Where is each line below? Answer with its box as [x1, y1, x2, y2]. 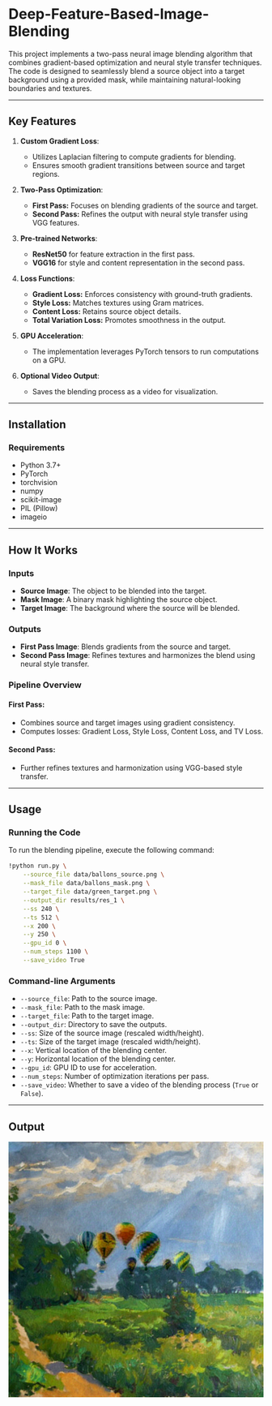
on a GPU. [32, 355, 66, 365]
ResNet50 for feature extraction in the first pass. [32, 249, 196, 259]
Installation [8, 418, 66, 432]
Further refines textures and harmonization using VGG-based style [19, 763, 243, 772]
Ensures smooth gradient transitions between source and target [32, 160, 245, 170]
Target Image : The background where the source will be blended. [19, 604, 240, 613]
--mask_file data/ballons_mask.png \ [23, 879, 151, 888]
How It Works [8, 543, 79, 557]
